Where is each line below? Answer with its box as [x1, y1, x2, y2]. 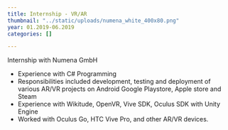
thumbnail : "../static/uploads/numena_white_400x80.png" [7, 17, 180, 24]
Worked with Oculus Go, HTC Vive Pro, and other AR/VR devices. [17, 115, 209, 124]
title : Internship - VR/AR [7, 10, 87, 18]
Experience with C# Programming [17, 70, 117, 78]
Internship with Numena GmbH [7, 56, 98, 65]
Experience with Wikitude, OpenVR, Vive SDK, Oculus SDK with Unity [17, 100, 221, 109]
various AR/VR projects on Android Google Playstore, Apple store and [17, 85, 222, 93]
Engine [17, 107, 38, 116]
